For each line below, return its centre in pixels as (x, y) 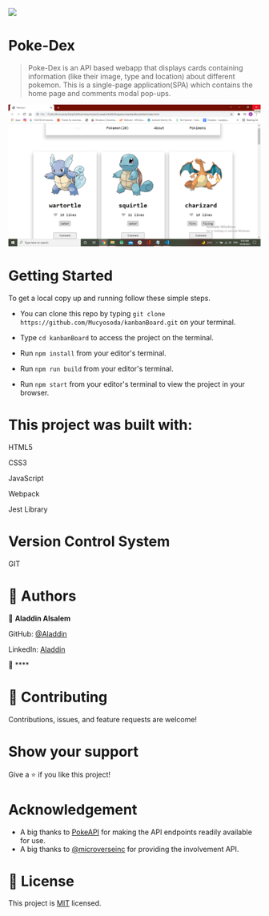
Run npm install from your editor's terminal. (93, 353)
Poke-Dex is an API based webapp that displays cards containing (135, 67)
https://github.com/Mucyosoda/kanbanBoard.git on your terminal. (128, 322)
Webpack (24, 493)
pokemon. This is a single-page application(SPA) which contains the (141, 85)
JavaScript (26, 478)
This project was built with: (100, 425)
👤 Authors (42, 596)
